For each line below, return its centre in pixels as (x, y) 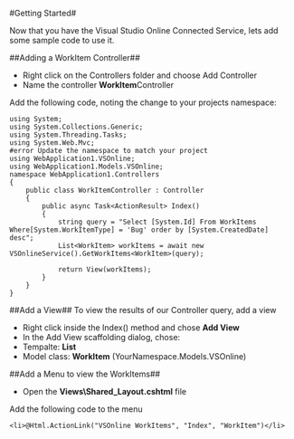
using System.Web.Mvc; (52, 143)
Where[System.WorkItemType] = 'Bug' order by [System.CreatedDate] (139, 230)
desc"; (22, 238)
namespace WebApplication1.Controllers (85, 175)
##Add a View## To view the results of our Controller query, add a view (143, 310)
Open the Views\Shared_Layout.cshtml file (104, 391)
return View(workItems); (104, 270)
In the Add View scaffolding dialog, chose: (101, 337)
